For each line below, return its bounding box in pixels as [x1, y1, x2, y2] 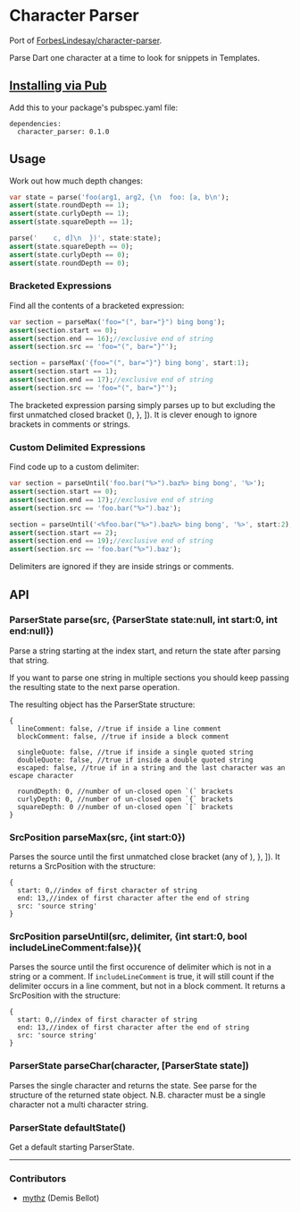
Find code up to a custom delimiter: [9, 462, 140, 473]
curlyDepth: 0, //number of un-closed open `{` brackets [17, 794, 234, 804]
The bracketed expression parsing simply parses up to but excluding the [9, 399, 276, 410]
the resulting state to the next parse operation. [9, 681, 180, 692]
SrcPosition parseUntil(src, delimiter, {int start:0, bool [9, 930, 247, 943]
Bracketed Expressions [9, 279, 112, 292]
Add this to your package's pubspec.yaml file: [9, 102, 179, 113]
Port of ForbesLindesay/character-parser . [9, 35, 162, 46]
